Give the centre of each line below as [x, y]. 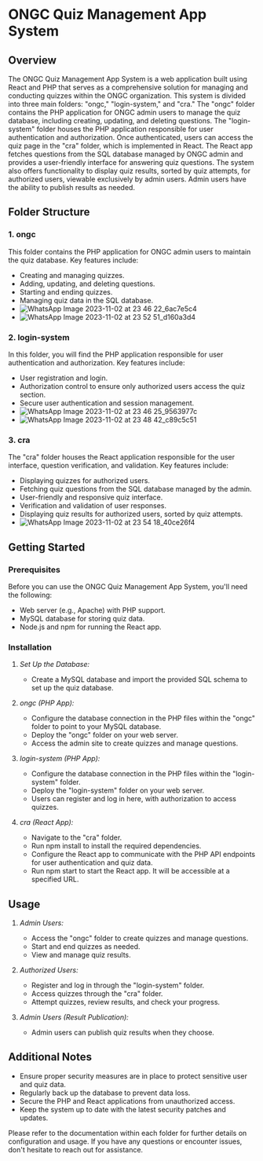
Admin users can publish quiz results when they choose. [122, 1033]
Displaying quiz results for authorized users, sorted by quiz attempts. [131, 514]
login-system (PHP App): [60, 759]
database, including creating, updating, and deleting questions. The [117, 121]
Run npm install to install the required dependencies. [116, 846]
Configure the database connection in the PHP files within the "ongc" [143, 718]
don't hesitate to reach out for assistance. [76, 1149]
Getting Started [47, 547]
